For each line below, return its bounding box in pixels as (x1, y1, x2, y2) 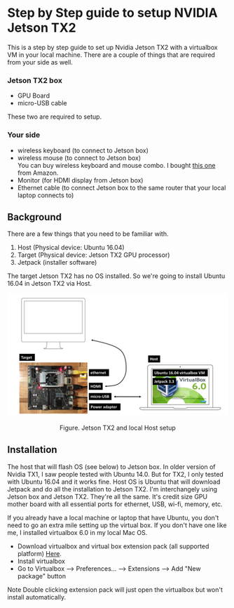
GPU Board (17, 91, 50, 100)
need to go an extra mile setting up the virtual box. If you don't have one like (7, 521, 227, 529)
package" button (17, 571, 67, 580)
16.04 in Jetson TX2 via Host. (7, 279, 92, 288)
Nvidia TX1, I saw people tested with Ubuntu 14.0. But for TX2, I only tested (7, 470, 224, 478)
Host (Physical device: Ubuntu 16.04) (17, 244, 125, 252)
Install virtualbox (17, 557, 65, 565)
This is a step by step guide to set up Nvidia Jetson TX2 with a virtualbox (7, 43, 219, 51)
